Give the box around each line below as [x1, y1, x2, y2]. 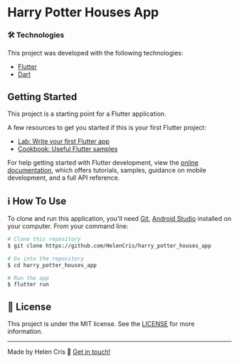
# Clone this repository [7, 236, 81, 243]
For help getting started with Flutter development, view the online [7, 158, 199, 167]
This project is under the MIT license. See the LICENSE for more [7, 320, 196, 328]
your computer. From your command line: [7, 222, 129, 231]
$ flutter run [7, 281, 50, 288]
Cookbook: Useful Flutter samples [17, 145, 118, 153]
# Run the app [7, 274, 50, 281]
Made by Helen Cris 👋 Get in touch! [7, 347, 111, 356]
